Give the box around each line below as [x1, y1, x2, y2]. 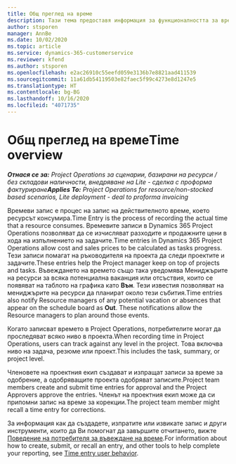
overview [7, 147, 63, 163]
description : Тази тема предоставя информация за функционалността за [7, 17, 218, 24]
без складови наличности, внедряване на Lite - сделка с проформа [7, 177, 212, 186]
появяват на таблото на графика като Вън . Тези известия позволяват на [7, 281, 225, 289]
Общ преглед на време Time [7, 132, 180, 148]
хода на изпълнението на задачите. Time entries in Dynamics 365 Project [7, 236, 223, 245]
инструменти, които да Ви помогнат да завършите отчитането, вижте [7, 426, 217, 434]
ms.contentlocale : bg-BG [7, 89, 80, 96]
